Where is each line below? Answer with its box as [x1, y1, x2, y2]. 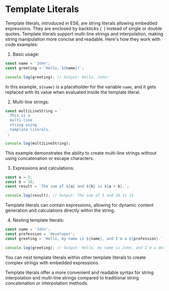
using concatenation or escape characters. [5, 155, 95, 161]
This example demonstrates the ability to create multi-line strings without [5, 150, 157, 156]
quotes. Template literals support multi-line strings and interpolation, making [5, 31, 163, 37]
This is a [10, 113, 30, 118]
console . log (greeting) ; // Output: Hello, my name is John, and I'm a [5, 245, 156, 250]
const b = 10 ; [5, 179, 35, 184]
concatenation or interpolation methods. [5, 280, 89, 286]
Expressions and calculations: [12, 165, 74, 171]
